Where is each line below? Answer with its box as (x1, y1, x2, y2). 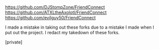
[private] (5, 39, 23, 45)
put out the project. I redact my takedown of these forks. (5, 30, 120, 35)
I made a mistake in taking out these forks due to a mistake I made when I (5, 24, 154, 30)
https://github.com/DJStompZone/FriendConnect (5, 4, 105, 10)
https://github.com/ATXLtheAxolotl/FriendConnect (5, 9, 107, 15)
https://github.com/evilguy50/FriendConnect (5, 15, 96, 20)
